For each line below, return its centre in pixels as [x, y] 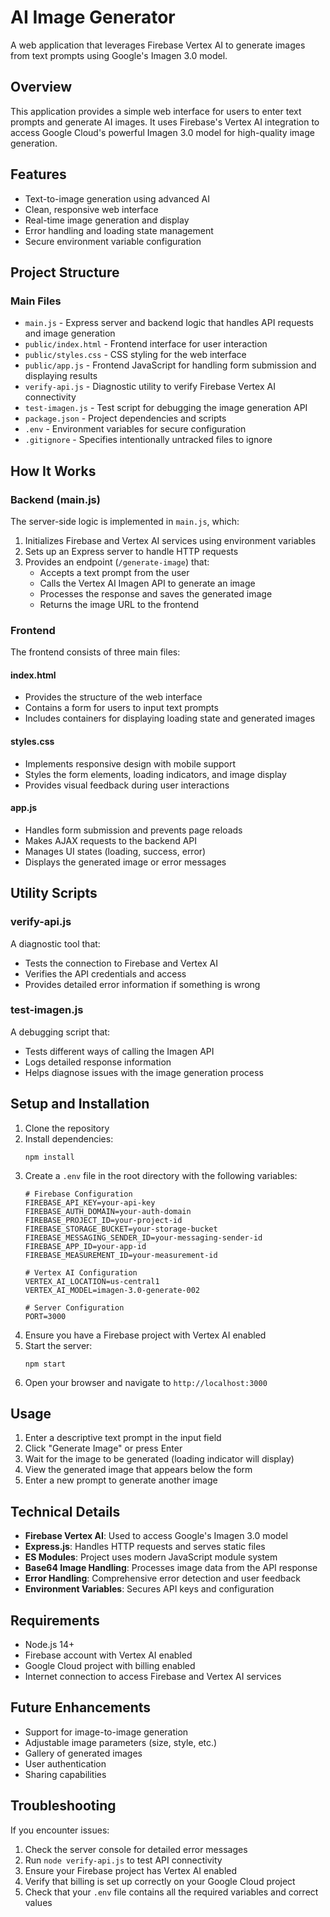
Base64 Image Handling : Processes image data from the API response [171, 1568]
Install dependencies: [69, 1138]
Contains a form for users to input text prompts [121, 708]
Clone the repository [67, 1128]
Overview [41, 87]
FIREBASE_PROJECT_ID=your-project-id [103, 1220]
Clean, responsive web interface [91, 209]
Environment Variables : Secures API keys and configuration [149, 1589]
